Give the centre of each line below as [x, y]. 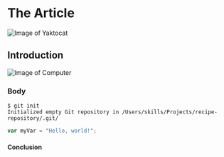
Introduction [36, 55]
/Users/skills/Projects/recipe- [170, 112]
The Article [41, 13]
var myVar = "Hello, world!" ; [52, 131]
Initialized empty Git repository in [63, 112]
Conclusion [25, 147]
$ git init [23, 106]
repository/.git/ [33, 118]
